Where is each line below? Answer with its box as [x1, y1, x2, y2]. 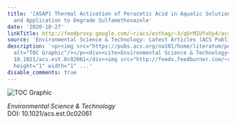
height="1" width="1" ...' [13, 62, 93, 69]
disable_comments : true [7, 69, 77, 76]
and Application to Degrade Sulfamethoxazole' [13, 17, 152, 24]
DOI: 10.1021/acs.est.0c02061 [7, 109, 92, 118]
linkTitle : [7, 29, 39, 37]
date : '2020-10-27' [7, 23, 65, 30]
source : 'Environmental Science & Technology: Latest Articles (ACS [7, 36, 212, 43]
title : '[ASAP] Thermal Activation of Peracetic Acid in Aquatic [7, 10, 202, 18]
